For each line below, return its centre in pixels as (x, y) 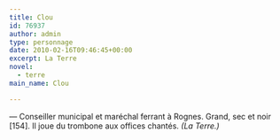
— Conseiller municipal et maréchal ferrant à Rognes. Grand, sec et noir (140, 116)
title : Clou (31, 17)
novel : (21, 67)
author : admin (35, 34)
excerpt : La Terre (43, 58)
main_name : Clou (39, 83)
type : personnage (41, 42)
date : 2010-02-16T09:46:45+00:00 (71, 51)
